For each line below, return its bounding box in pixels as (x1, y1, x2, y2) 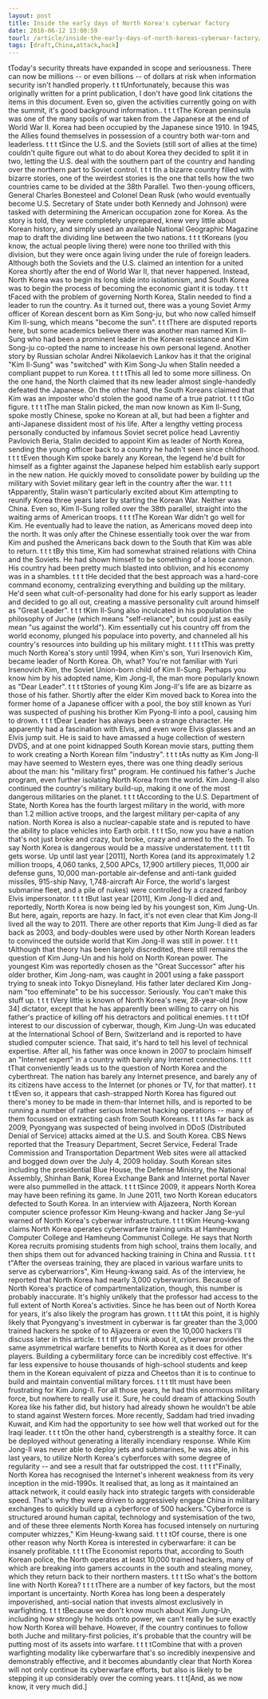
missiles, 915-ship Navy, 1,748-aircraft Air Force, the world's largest (8, 877, 231, 886)
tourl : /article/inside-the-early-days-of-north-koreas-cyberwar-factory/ (8, 34, 262, 42)
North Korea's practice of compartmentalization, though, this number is (8, 1283, 243, 1293)
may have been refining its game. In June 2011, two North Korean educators (8, 1190, 258, 1200)
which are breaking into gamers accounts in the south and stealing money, (8, 1563, 254, 1573)
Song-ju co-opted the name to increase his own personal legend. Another (8, 343, 251, 353)
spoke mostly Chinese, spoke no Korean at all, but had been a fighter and (8, 411, 250, 420)
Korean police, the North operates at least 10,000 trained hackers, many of (8, 1555, 254, 1564)
